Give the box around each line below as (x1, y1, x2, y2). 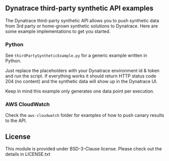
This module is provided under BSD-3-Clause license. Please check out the (5, 146, 162, 152)
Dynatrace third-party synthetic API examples (5, 4, 154, 13)
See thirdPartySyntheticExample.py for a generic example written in (5, 53, 147, 59)
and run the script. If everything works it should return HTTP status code (5, 73, 156, 79)
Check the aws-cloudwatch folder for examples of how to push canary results (5, 112, 164, 118)
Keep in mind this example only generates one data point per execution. (5, 88, 155, 94)
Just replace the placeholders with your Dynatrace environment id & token (5, 68, 160, 74)
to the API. (5, 117, 27, 124)
